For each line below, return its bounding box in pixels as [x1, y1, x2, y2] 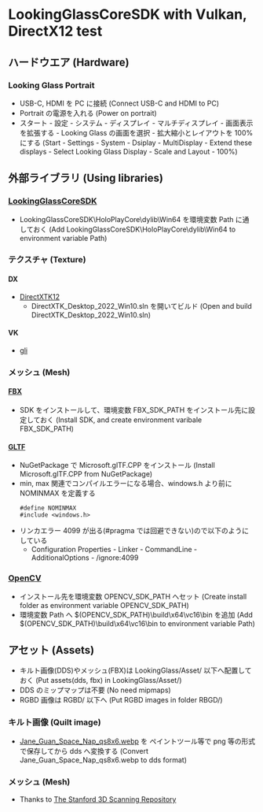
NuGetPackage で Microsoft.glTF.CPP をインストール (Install [19, 461, 216, 470]
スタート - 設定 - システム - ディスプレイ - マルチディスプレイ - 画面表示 [19, 118, 254, 128]
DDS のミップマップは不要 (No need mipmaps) [19, 685, 171, 695]
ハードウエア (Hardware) [8, 55, 130, 69]
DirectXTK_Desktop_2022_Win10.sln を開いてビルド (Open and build [31, 301, 253, 310]
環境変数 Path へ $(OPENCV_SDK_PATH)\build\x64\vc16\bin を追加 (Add [19, 610, 253, 619]
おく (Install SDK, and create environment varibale [39, 415, 203, 425]
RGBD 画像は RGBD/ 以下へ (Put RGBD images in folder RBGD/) [19, 695, 223, 705]
